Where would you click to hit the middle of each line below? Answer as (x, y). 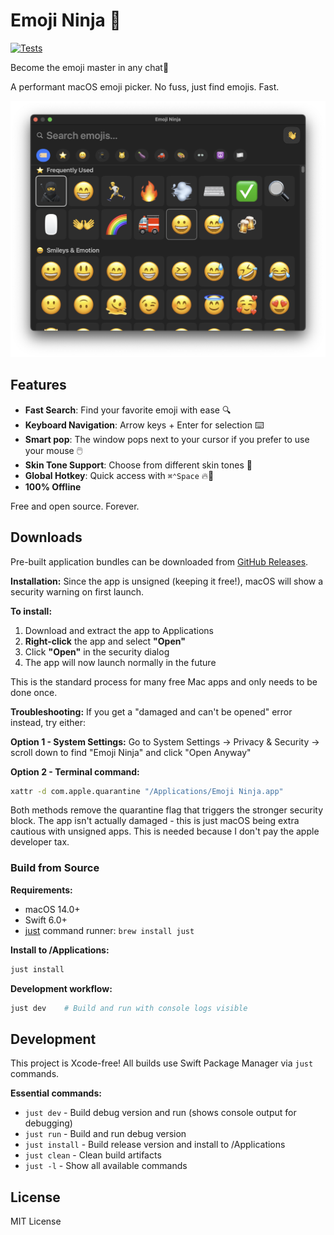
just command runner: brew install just (109, 930)
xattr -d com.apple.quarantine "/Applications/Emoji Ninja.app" (147, 791)
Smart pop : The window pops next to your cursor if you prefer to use (167, 439)
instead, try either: (48, 722)
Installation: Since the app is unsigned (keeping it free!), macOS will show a (167, 581)
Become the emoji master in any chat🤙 (90, 67)
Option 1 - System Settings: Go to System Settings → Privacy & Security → (165, 741)
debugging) (48, 1123)
